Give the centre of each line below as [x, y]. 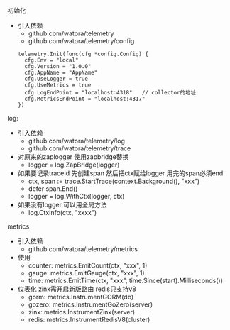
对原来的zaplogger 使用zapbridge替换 [73, 157]
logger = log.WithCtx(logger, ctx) [76, 196]
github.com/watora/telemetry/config [81, 41]
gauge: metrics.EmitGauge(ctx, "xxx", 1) [86, 273]
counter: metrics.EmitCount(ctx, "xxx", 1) [88, 265]
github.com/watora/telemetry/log [77, 141]
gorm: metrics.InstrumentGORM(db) [81, 297]
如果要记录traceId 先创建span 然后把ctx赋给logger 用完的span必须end [120, 173]
